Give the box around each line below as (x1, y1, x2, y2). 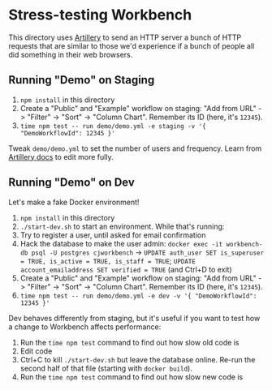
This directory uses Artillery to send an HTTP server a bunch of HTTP (8, 32, 242, 42)
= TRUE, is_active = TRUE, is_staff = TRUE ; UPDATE (19, 255, 196, 265)
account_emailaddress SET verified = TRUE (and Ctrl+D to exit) (19, 264, 233, 274)
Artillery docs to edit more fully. (8, 152, 114, 161)
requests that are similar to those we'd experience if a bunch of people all (8, 41, 255, 50)
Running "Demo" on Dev (8, 176, 136, 190)
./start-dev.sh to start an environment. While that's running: (19, 221, 225, 231)
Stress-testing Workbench (8, 6, 192, 24)
